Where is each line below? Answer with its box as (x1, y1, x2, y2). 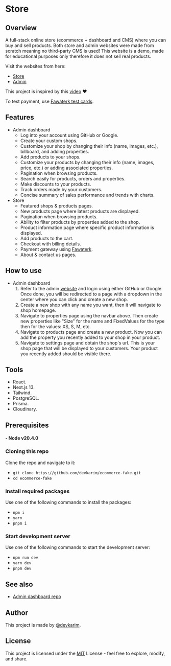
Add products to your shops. (20, 154, 81, 160)
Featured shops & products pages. (20, 202, 93, 209)
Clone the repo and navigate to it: (5, 460, 76, 466)
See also (5, 580, 33, 588)
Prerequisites (5, 421, 49, 429)
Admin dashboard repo (12, 593, 61, 600)
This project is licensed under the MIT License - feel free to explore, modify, (5, 650, 165, 656)
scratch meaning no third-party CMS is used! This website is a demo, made (5, 48, 164, 54)
